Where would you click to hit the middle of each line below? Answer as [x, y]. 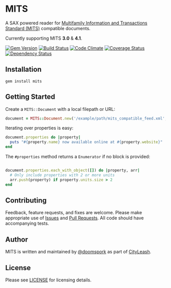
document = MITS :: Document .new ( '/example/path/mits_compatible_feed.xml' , [86, 118]
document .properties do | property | [43, 137]
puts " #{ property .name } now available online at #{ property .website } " [86, 142]
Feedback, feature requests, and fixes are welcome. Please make [74, 213]
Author [17, 239]
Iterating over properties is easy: [39, 128]
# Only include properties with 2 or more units [62, 175]
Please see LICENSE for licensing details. [48, 280]
